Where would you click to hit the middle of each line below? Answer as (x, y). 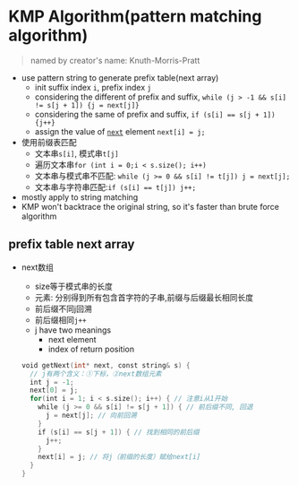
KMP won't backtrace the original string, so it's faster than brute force (150, 206)
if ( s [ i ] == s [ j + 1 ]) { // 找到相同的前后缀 (119, 432)
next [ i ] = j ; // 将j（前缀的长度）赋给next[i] (119, 457)
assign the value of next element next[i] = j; (120, 131)
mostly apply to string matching (80, 197)
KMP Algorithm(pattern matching (135, 17)
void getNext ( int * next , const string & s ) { (106, 365)
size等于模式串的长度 (74, 286)
